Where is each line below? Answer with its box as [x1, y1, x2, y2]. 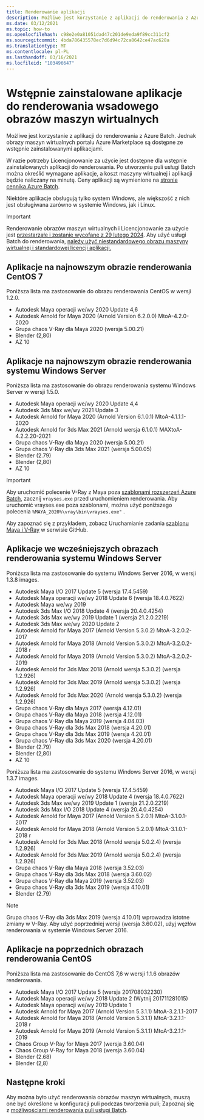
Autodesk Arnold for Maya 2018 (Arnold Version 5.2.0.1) [15, 825, 154, 832]
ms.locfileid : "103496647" [6, 60, 75, 66]
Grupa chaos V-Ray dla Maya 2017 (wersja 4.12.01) [15, 704, 141, 712]
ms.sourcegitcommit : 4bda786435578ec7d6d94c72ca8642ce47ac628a [6, 37, 170, 43]
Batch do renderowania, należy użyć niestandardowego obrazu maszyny [6, 238, 188, 245]
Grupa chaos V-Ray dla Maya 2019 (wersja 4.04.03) [15, 717, 144, 724]
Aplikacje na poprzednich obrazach [6, 944, 144, 955]
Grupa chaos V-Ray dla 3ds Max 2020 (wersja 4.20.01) [15, 737, 153, 744]
